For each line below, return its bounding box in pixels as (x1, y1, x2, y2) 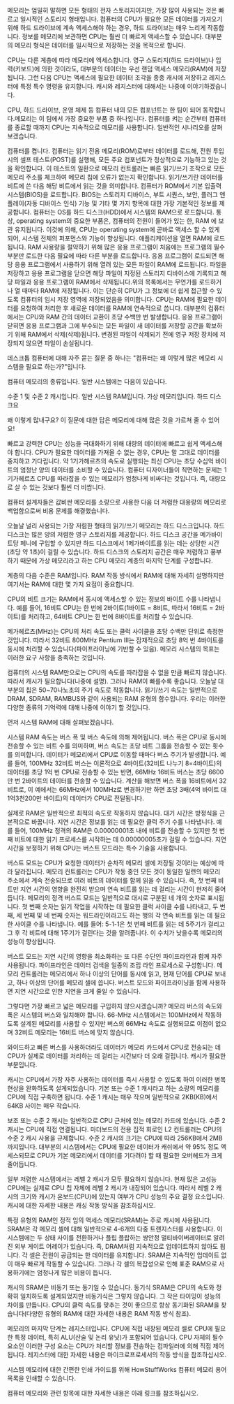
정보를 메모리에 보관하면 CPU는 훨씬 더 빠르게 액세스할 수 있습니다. (22, 32, 204, 41)
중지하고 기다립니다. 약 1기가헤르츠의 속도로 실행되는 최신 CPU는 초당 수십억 (7, 457, 214, 465)
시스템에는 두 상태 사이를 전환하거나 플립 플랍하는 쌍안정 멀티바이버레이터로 (7, 1233, 212, 1242)
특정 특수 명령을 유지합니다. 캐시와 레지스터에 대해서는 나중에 (19, 82, 186, 90)
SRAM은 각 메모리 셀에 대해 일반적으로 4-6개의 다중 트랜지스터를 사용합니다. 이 (7, 1225, 223, 1233)
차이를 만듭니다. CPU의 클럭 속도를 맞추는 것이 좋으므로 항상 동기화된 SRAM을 (7, 1301, 219, 1309)
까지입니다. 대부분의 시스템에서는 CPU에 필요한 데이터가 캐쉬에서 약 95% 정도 (7, 1143, 219, 1151)
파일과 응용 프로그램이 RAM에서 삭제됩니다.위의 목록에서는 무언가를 (14, 278, 198, 286)
